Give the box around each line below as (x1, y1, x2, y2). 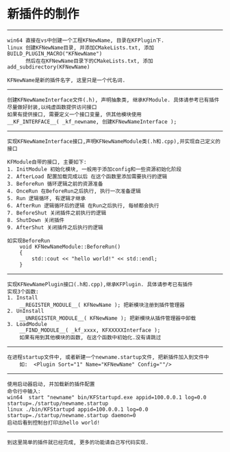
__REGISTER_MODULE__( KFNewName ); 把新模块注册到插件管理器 (19, 301, 185, 308)
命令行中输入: (7, 388, 41, 394)
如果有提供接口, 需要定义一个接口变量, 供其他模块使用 (7, 111, 142, 118)
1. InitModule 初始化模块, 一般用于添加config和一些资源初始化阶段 (7, 166, 182, 173)
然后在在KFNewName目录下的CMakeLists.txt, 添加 (25, 58, 153, 64)
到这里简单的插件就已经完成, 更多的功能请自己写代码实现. (7, 439, 149, 446)
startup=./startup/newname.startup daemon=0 (7, 412, 136, 418)
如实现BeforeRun (7, 237, 51, 244)
